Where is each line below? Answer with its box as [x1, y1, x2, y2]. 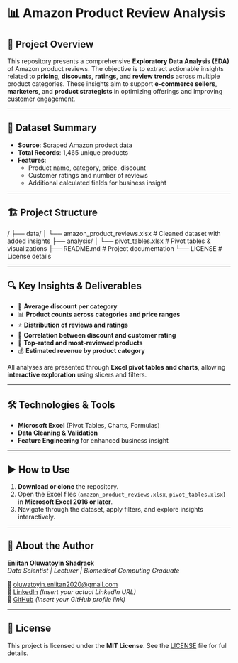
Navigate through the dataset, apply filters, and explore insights [17, 505, 204, 514]
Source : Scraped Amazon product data [17, 141, 132, 149]
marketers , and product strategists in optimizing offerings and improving [7, 87, 223, 95]
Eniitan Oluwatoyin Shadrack [7, 559, 94, 567]
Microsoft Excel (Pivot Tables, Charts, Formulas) [17, 421, 161, 430]
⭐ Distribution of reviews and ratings [17, 320, 129, 330]
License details [7, 252, 52, 260]
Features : [17, 156, 47, 164]
